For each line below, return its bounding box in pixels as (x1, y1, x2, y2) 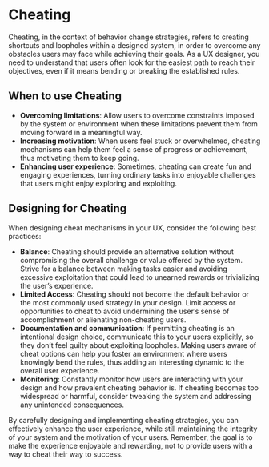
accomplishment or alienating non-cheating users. (19, 314, 187, 325)
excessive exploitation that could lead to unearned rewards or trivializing (19, 272, 260, 281)
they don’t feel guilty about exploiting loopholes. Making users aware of (19, 340, 257, 349)
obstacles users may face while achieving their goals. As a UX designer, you (8, 49, 260, 58)
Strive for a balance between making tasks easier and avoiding (19, 264, 228, 273)
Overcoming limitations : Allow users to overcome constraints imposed (19, 110, 255, 120)
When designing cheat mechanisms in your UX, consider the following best (8, 222, 256, 233)
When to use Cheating (8, 90, 122, 103)
